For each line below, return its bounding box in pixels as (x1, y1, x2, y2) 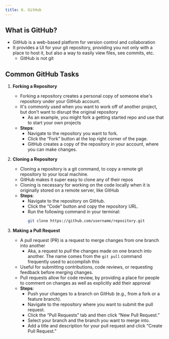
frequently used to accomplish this (27, 259, 100, 265)
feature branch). (27, 296, 61, 302)
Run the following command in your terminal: (27, 209, 121, 215)
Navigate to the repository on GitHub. (27, 198, 105, 204)
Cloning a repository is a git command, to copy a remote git (20, 166, 143, 172)
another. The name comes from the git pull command (27, 253, 142, 260)
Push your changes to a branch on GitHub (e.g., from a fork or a (27, 291, 160, 297)
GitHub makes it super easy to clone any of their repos (20, 177, 133, 183)
